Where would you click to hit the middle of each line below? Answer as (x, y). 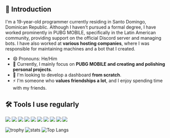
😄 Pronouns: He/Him (35, 59)
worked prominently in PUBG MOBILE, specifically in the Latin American (81, 32)
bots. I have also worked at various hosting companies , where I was (77, 43)
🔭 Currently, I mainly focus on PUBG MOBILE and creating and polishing (89, 64)
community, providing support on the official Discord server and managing (83, 38)
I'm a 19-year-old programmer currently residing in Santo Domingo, (76, 21)
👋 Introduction (29, 9)
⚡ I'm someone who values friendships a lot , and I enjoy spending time (88, 80)
